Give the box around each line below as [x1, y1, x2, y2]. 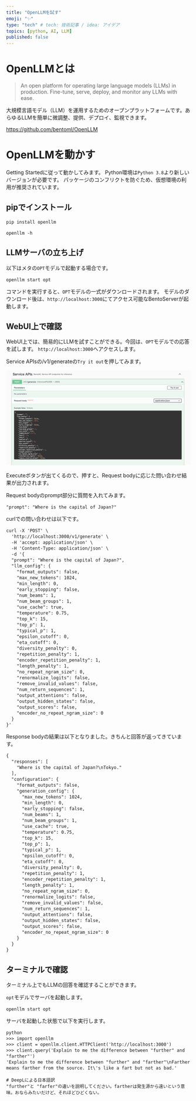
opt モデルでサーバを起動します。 [6, 994, 86, 1001]
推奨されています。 [16, 184, 63, 191]
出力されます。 [16, 480, 52, 487]
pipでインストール [6, 202, 72, 212]
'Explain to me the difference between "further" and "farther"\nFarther [6, 1059, 191, 1065]
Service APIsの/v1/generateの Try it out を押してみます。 [6, 358, 145, 365]
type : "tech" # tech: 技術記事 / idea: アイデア [6, 22, 120, 28]
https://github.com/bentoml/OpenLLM [6, 126, 98, 133]
